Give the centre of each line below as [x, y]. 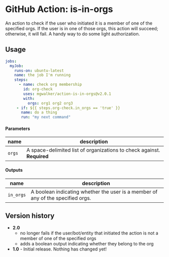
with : [29, 98]
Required [37, 157]
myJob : [17, 66]
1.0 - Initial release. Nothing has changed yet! [60, 249]
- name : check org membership [50, 85]
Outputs [14, 170]
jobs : [11, 61]
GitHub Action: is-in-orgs [59, 9]
